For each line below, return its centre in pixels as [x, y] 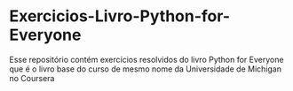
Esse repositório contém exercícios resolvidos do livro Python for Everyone [146, 59]
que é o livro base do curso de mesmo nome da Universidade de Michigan [146, 69]
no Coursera [32, 78]
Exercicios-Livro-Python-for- [120, 16]
